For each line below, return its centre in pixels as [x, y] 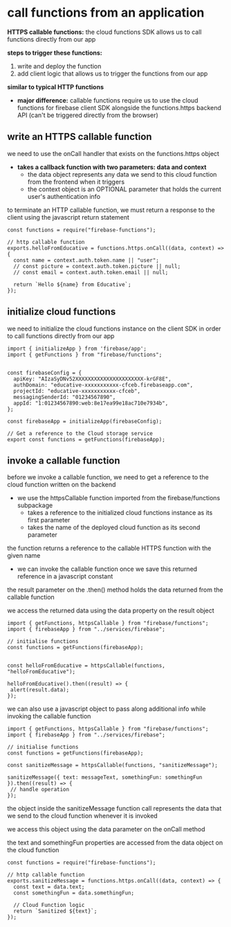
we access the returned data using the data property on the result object [111, 610]
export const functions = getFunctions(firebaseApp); [86, 439]
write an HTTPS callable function [80, 137]
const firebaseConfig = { [44, 373]
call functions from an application [106, 13]
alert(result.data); [40, 690]
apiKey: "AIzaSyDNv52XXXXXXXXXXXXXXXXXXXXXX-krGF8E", [92, 379]
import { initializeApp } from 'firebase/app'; [77, 348]
